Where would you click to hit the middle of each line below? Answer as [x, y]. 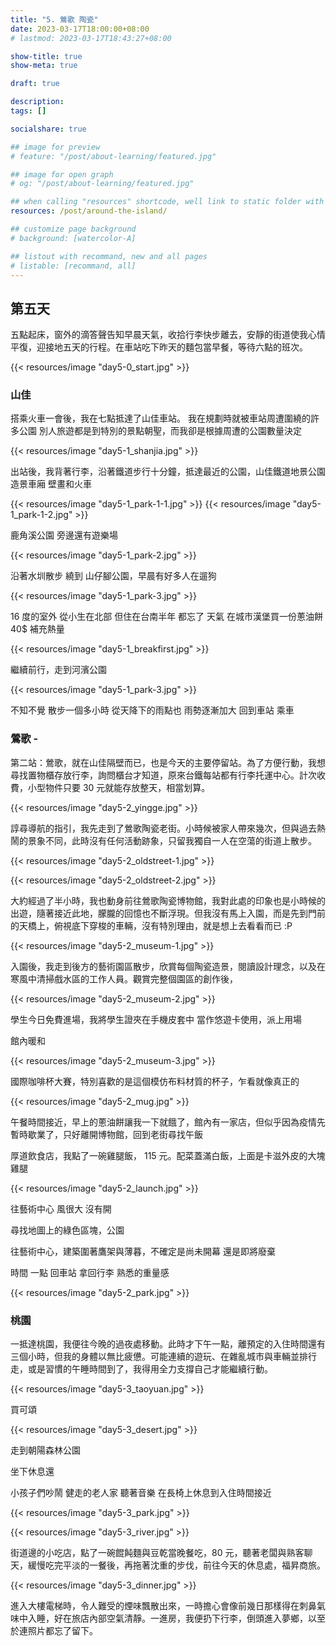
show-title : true [46, 56]
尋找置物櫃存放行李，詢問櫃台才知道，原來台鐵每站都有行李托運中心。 [155, 775]
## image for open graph [62, 174]
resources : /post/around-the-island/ [89, 211]
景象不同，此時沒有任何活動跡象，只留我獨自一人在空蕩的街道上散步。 [172, 840]
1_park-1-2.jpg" [41, 515]
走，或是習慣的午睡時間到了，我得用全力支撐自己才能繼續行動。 [141, 1369]
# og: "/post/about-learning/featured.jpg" [102, 184]
